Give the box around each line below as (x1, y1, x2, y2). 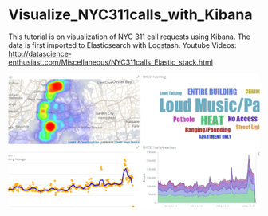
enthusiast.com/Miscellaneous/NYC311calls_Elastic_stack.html (8, 57, 214, 67)
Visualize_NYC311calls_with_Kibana (8, 6, 253, 24)
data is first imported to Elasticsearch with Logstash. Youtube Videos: (8, 40, 237, 49)
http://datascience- (8, 49, 72, 58)
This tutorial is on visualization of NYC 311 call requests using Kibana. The (8, 32, 251, 41)
